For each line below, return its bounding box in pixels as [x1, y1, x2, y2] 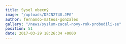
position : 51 [5, 26, 33, 31]
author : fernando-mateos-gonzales [5, 17, 79, 22]
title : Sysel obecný [5, 7, 49, 13]
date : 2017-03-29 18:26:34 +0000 [5, 31, 76, 36]
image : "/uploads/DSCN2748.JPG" [5, 12, 74, 17]
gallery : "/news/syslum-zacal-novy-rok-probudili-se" [5, 21, 122, 27]
